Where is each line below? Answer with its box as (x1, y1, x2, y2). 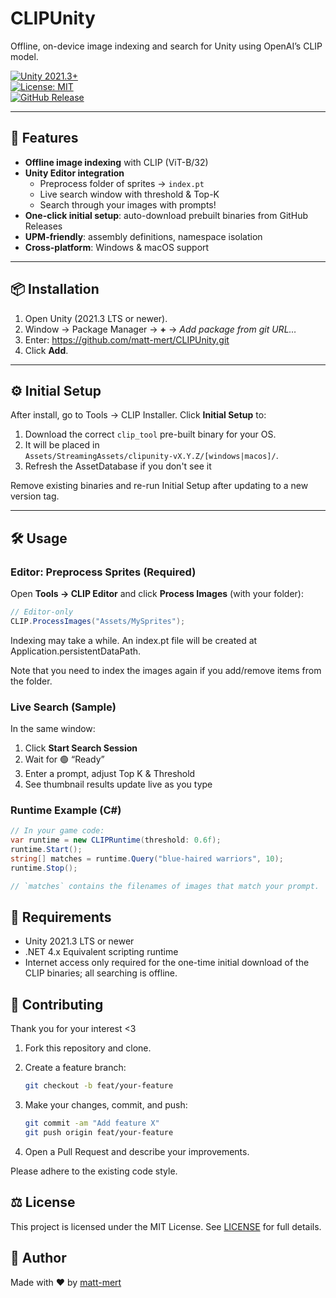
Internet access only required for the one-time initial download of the (24, 957, 310, 969)
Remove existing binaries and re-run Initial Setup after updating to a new (10, 480, 309, 492)
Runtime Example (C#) (10, 803, 122, 817)
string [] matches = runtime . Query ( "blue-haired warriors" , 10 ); (10, 854, 284, 864)
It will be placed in (24, 439, 100, 451)
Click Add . (24, 344, 69, 356)
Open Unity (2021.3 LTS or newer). (24, 312, 168, 324)
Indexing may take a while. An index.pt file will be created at (10, 634, 258, 646)
